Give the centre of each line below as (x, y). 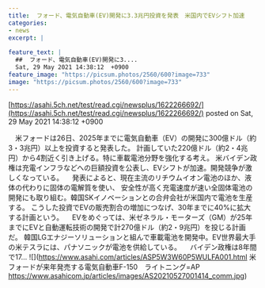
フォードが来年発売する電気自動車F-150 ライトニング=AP (104, 267)
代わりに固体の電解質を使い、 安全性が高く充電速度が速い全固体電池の (137, 187)
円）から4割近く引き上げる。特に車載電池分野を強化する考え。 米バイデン (129, 157)
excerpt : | (26, 38)
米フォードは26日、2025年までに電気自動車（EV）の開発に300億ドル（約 (136, 138)
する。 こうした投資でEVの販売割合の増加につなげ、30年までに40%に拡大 (130, 207)
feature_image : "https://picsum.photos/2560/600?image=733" (110, 75)
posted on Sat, (229, 113)
